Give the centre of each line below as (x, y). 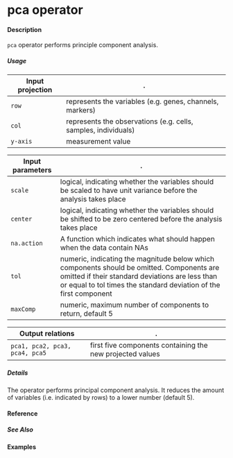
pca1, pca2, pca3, (41, 346)
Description (25, 29)
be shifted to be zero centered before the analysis (141, 219)
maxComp (23, 309)
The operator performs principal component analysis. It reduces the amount (116, 390)
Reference (23, 413)
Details (18, 373)
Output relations (47, 334)
